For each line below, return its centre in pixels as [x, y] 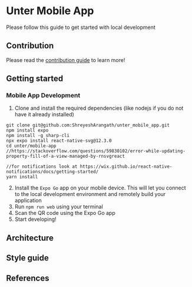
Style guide [27, 258]
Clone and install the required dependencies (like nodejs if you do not [99, 108]
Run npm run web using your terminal [59, 207]
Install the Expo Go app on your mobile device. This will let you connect [100, 188]
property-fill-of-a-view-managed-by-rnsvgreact [66, 156]
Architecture [30, 238]
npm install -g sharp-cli [38, 136]
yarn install [22, 177]
